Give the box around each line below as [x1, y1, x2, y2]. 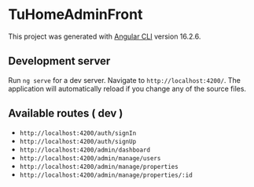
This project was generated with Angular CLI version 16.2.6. [8, 32, 201, 41]
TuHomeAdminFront [8, 6, 143, 24]
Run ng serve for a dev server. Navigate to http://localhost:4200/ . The [8, 75, 241, 84]
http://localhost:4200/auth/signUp [19, 137, 137, 145]
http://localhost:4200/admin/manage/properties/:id [19, 171, 193, 179]
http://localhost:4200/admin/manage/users [19, 154, 161, 163]
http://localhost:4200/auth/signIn [19, 129, 137, 137]
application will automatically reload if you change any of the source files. [8, 84, 246, 93]
